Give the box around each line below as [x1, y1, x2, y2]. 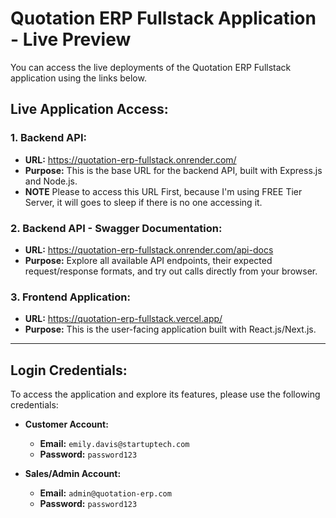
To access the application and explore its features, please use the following [10, 388, 321, 401]
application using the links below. [10, 72, 147, 84]
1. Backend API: [10, 131, 87, 145]
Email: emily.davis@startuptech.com [39, 438, 190, 450]
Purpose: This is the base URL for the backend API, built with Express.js [24, 164, 323, 176]
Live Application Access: [10, 101, 169, 118]
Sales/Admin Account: [24, 468, 122, 480]
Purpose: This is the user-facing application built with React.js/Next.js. [24, 323, 317, 336]
